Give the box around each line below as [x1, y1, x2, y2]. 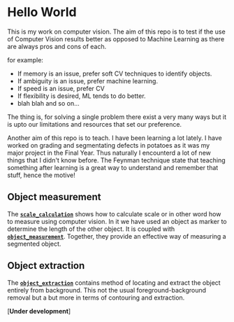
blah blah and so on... [17, 99, 80, 107]
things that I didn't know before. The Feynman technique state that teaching [7, 155, 226, 164]
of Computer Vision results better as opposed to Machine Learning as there [7, 34, 225, 43]
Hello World [7, 4, 77, 20]
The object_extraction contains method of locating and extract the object [7, 278, 221, 287]
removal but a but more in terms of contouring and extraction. [7, 293, 185, 302]
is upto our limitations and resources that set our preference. [7, 120, 182, 128]
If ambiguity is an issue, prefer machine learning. [17, 76, 159, 85]
